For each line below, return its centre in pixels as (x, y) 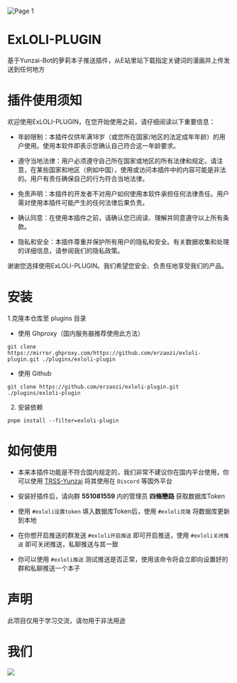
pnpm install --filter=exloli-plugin (63, 420)
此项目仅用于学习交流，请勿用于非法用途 (66, 620)
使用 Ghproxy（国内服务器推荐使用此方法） (81, 333)
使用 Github (34, 373)
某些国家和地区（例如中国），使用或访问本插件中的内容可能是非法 (131, 169)
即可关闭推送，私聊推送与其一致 (71, 544)
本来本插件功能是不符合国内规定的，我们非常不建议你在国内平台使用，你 (123, 472)
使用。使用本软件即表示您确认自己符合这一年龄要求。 (101, 145)
